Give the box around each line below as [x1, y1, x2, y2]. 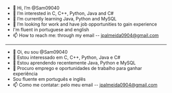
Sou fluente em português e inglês [12, 76, 86, 82]
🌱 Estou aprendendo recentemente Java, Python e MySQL [12, 60, 136, 66]
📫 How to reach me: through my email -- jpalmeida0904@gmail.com [12, 32, 159, 38]
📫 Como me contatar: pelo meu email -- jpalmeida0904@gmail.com [12, 82, 158, 88]
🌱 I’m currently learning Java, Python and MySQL [12, 16, 117, 21]
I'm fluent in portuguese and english [12, 27, 90, 33]
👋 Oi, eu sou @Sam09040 [12, 49, 68, 55]
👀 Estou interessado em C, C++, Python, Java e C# [12, 54, 121, 60]
